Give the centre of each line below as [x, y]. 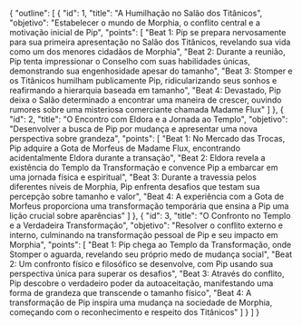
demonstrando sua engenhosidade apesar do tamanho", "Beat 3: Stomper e [151, 71]
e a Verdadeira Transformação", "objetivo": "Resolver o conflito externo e [146, 225]
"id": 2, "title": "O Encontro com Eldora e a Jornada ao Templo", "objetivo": [149, 119]
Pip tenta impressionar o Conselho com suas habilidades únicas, [130, 61]
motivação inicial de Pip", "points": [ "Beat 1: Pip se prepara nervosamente [148, 32]
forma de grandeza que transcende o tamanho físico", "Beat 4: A [131, 293]
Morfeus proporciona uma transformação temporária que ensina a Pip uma [149, 206]
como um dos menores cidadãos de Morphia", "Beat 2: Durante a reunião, [147, 52]
